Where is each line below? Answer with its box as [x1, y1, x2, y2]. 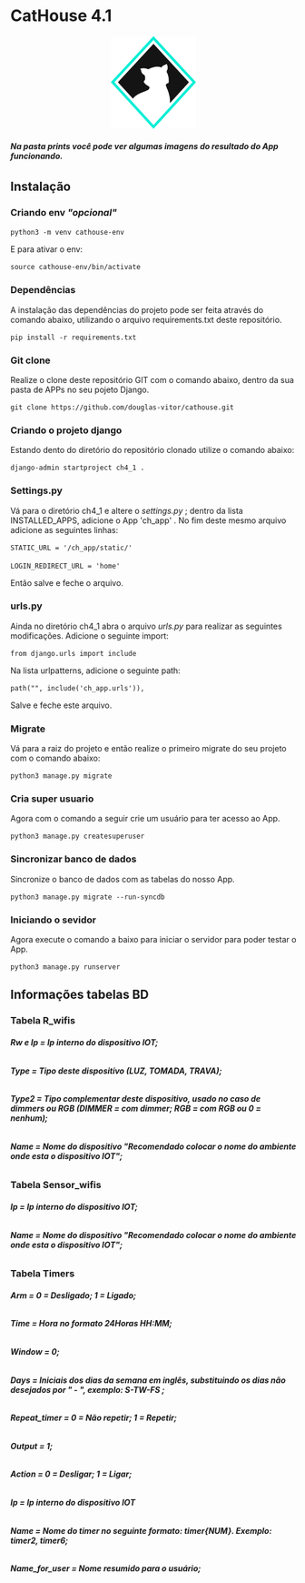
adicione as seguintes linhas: [10, 524, 119, 535]
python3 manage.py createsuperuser [10, 832, 145, 842]
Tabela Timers [10, 1267, 75, 1280]
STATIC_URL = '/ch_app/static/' [10, 543, 133, 552]
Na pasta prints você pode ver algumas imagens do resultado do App [10, 141, 280, 152]
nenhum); [10, 1113, 48, 1124]
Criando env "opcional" [10, 206, 117, 218]
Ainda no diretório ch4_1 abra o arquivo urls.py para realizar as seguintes [10, 620, 282, 631]
